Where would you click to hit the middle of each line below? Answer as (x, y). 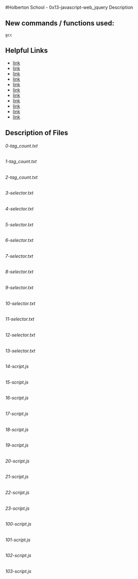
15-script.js (17, 382)
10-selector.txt (20, 303)
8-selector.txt (20, 272)
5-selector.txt (20, 224)
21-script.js (17, 477)
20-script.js (17, 461)
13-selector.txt (20, 351)
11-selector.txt (20, 319)
